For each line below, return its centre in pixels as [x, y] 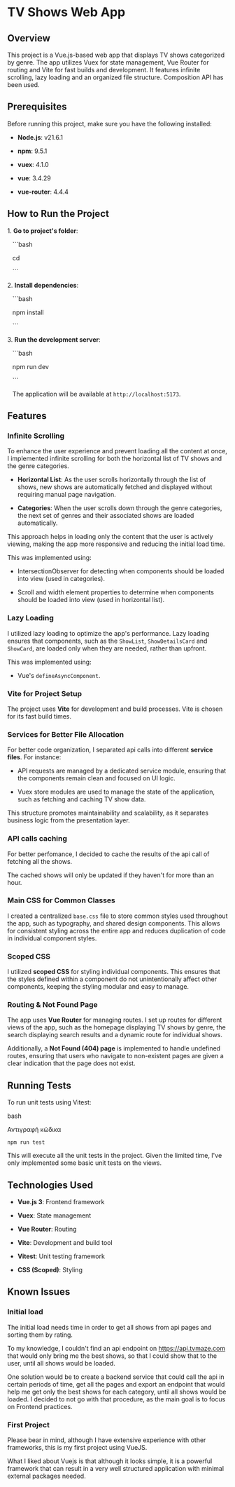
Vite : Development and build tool [65, 1243]
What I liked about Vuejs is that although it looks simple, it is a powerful [110, 1461]
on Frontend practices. [40, 1406]
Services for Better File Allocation [66, 734]
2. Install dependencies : [43, 285]
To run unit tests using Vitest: [49, 1102]
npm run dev [30, 366]
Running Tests [39, 1085]
